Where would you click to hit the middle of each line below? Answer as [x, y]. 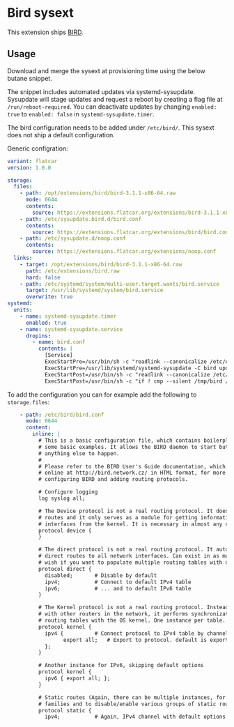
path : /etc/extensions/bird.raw [72, 271]
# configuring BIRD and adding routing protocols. [113, 480]
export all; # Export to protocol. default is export [146, 640]
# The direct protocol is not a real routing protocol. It [126, 550]
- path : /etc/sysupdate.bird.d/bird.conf [80, 219]
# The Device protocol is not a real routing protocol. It [126, 511]
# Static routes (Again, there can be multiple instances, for [132, 697]
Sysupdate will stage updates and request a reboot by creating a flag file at [115, 99]
